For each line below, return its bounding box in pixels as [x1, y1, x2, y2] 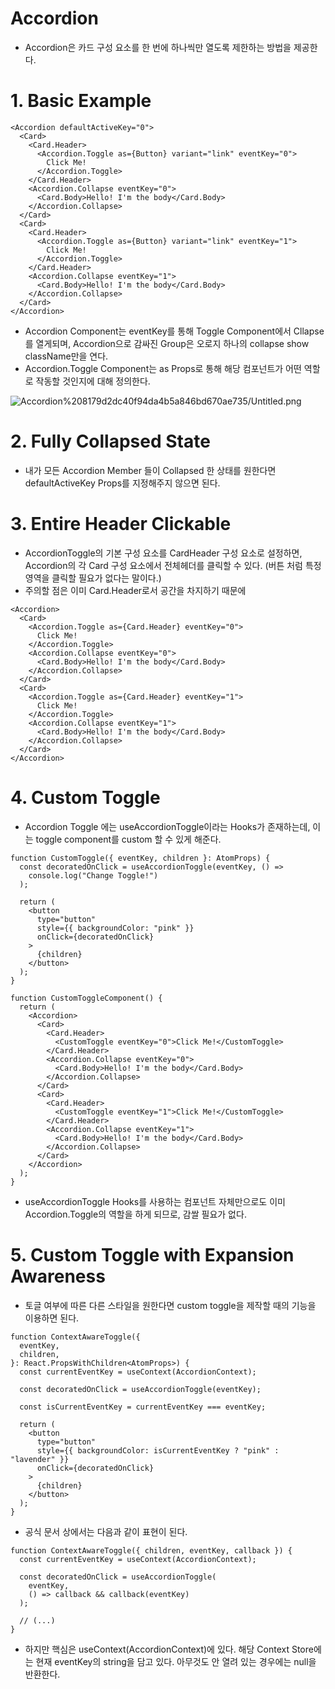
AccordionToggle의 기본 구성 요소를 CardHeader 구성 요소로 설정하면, [24, 547, 303, 559]
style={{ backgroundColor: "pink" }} [36, 923, 195, 933]
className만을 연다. [24, 350, 109, 362]
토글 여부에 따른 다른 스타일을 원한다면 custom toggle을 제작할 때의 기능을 [24, 1299, 317, 1311]
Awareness [10, 1265, 106, 1287]
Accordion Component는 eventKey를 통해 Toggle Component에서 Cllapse [24, 325, 325, 337]
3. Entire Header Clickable [10, 513, 232, 535]
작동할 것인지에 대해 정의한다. [35, 375, 151, 387]
